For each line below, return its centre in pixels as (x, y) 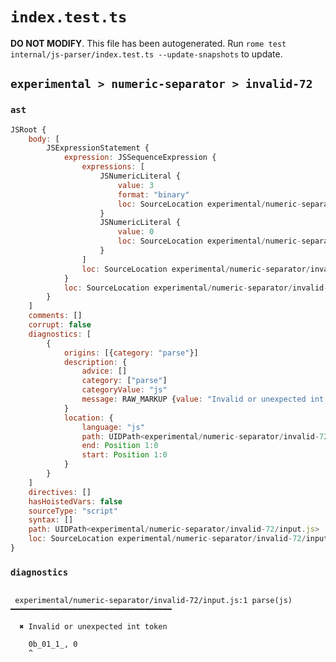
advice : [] (104, 371)
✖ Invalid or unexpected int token (93, 627)
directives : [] (60, 492)
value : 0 (136, 232)
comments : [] (55, 316)
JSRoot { (28, 129)
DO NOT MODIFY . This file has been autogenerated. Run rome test (148, 43)
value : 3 (136, 185)
